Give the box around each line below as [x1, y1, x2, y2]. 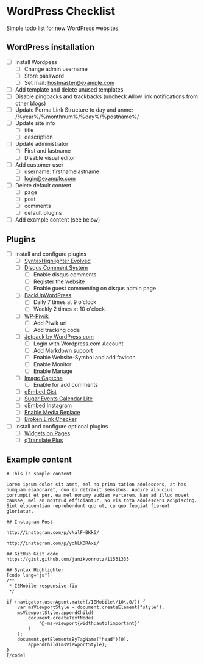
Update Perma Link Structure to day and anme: [15, 106, 133, 114]
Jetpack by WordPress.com [24, 333, 94, 340]
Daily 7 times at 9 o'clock [33, 298, 97, 306]
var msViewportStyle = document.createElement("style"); [17, 604, 165, 610]
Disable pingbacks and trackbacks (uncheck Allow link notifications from [15, 93, 199, 100]
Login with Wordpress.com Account [33, 340, 124, 347]
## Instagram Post [6, 519, 53, 525]
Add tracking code [33, 326, 80, 333]
